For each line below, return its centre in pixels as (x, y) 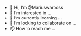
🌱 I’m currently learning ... (36, 18)
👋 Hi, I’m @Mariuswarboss (37, 8)
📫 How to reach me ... (32, 28)
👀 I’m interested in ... (30, 13)
